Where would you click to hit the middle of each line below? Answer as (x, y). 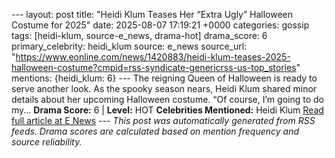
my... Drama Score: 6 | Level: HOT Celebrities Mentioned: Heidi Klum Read (167, 110)
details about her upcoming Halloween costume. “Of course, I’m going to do (167, 99)
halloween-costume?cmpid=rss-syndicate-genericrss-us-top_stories (154, 67)
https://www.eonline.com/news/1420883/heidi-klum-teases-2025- (153, 57)
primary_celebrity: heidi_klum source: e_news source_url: (129, 46)
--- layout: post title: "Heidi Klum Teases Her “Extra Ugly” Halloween (152, 14)
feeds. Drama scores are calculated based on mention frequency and (155, 131)
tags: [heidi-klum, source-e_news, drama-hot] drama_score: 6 (139, 35)
